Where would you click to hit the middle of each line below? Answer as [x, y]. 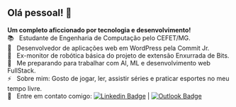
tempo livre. [25, 88]
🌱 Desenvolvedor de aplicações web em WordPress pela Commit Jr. [108, 48]
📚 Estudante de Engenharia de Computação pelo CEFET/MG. [99, 38]
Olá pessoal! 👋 [40, 13]
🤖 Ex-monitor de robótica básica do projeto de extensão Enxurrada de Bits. [118, 55]
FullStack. [22, 70]
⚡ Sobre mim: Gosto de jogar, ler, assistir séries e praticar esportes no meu [118, 78]
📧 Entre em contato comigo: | [79, 96]
